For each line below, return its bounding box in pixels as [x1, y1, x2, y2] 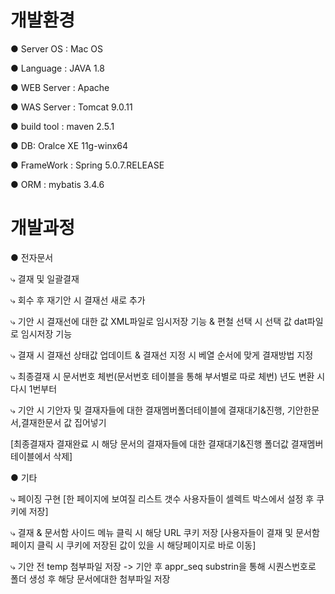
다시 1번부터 [10, 382, 58, 395]
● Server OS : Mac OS [10, 42, 104, 55]
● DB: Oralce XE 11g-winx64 [10, 139, 129, 151]
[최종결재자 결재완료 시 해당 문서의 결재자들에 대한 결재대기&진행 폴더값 [10, 437, 289, 450]
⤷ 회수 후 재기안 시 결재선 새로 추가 [10, 294, 146, 306]
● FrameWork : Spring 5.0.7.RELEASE [10, 159, 165, 171]
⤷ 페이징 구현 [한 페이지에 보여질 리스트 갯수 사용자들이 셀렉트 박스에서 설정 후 [10, 492, 315, 505]
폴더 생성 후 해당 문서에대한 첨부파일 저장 [10, 572, 171, 585]
